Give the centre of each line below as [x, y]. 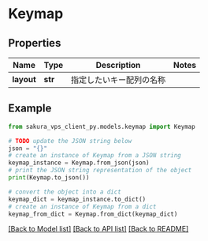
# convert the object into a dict [65, 192]
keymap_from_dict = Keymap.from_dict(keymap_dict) [93, 214]
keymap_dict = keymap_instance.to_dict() [77, 199]
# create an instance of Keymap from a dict [82, 206]
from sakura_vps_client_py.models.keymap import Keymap [102, 126]
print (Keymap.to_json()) [49, 178]
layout [24, 79]
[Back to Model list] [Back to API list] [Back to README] [98, 229]
